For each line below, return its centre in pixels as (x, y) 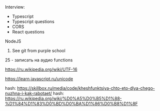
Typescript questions (33, 22)
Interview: (15, 7)
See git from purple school (39, 51)
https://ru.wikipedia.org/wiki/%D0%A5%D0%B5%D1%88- (64, 98)
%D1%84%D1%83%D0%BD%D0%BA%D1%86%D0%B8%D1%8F (72, 103)
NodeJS (13, 41)
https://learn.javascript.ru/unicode (39, 79)
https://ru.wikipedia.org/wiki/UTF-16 (41, 69)
